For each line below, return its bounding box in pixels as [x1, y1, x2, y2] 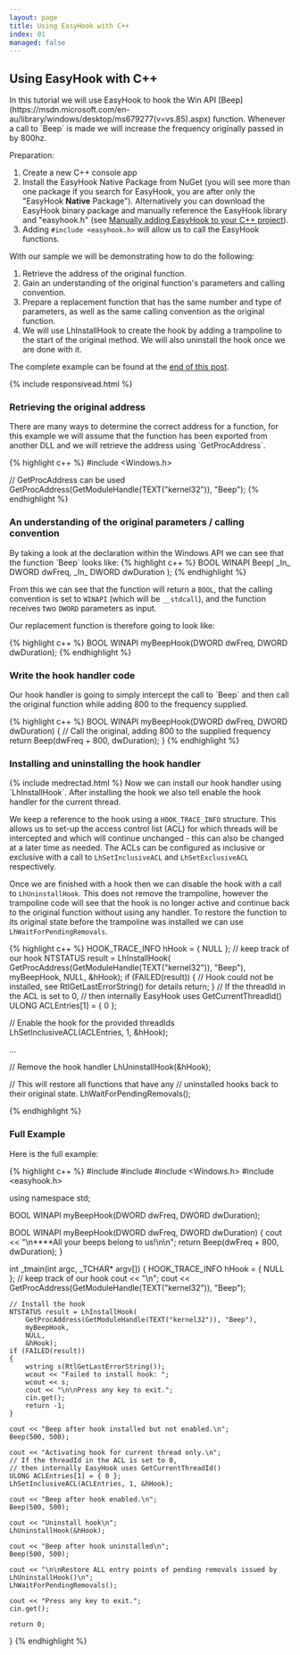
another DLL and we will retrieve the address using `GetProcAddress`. [9, 440, 266, 451]
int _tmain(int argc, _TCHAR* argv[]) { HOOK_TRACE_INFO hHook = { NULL [9, 1263, 285, 1274]
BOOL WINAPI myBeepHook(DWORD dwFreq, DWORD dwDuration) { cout [9, 1227, 283, 1237]
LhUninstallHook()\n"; [9, 1573, 94, 1582]
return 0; [9, 1619, 46, 1629]
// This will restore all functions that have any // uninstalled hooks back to [9, 1079, 279, 1090]
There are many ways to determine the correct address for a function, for [9, 421, 279, 432]
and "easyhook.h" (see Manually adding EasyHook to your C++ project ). [21, 215, 288, 226]
